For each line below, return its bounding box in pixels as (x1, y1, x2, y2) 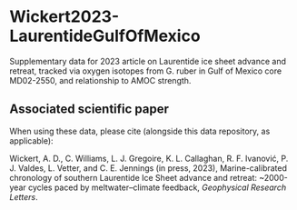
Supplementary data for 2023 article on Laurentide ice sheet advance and (9, 55, 287, 66)
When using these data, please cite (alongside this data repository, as (9, 125, 271, 136)
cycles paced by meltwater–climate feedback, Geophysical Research (27, 182, 287, 193)
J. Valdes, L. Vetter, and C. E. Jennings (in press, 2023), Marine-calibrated (9, 162, 288, 174)
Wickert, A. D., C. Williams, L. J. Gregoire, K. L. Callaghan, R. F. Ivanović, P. (9, 153, 289, 164)
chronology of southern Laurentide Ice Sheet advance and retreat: (9, 172, 257, 183)
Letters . (9, 191, 38, 202)
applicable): (9, 135, 54, 146)
